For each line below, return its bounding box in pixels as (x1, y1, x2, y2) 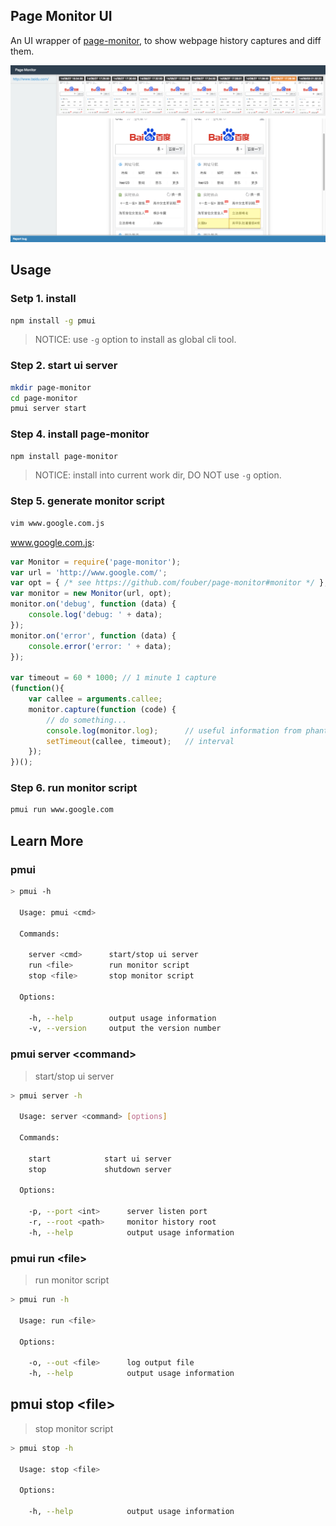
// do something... (46, 715, 128, 725)
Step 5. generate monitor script (10, 494, 165, 508)
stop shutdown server (28, 1164, 172, 1174)
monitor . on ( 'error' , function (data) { (10, 630, 177, 641)
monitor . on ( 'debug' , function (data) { (10, 599, 177, 609)
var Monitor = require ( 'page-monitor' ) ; (10, 557, 182, 567)
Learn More (10, 832, 84, 849)
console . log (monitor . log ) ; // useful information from (46, 725, 302, 736)
